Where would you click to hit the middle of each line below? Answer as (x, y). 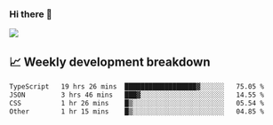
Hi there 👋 (31, 14)
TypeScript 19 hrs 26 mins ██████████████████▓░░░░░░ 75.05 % (137, 87)
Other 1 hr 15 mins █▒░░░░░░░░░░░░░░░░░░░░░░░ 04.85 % (137, 111)
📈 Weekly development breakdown (110, 62)
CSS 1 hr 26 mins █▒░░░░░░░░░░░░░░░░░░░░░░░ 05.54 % (137, 103)
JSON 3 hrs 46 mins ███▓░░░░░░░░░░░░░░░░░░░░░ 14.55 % (137, 95)
